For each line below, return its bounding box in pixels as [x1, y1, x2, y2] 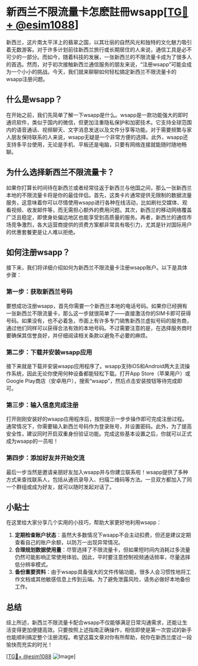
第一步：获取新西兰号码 [6, 288, 72, 296]
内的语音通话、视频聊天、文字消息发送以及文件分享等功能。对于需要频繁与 [6, 126, 187, 133]
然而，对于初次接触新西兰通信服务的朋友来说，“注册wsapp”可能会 [26, 60, 187, 68]
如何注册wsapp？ [6, 247, 71, 257]
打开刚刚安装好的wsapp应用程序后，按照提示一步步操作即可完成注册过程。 [6, 415, 187, 423]
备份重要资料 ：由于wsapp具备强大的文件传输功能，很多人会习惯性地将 [14, 568, 186, 576]
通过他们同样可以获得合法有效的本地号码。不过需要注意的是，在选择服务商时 [6, 324, 192, 332]
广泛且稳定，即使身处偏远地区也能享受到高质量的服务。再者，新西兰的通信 [6, 213, 187, 220]
